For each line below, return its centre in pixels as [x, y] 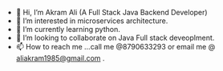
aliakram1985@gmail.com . [60, 58]
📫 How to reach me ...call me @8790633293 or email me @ [116, 47]
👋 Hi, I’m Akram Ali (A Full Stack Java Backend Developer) [111, 12]
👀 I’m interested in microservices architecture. [92, 21]
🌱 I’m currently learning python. [68, 29]
